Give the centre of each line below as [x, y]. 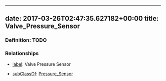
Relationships [22, 54]
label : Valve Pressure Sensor [41, 64]
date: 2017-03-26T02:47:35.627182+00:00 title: [82, 18]
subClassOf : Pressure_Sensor [42, 74]
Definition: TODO [26, 40]
